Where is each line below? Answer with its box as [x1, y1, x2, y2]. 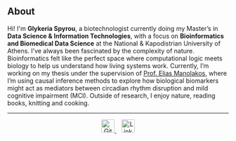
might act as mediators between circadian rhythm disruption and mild [7, 83, 209, 92]
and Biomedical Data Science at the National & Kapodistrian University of [7, 39, 221, 48]
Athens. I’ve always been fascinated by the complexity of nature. [7, 46, 195, 55]
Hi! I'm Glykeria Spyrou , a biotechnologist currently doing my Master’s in [7, 24, 218, 32]
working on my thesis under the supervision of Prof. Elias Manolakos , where [7, 69, 227, 77]
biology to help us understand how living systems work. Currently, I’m [7, 61, 209, 69]
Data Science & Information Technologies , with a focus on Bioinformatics [7, 32, 225, 40]
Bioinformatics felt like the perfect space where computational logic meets [7, 54, 223, 62]
